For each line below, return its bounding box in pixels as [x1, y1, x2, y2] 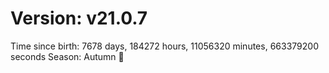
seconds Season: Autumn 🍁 [10, 50, 125, 62]
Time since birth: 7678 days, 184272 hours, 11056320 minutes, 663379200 [10, 40, 319, 52]
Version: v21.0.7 [10, 7, 148, 30]
